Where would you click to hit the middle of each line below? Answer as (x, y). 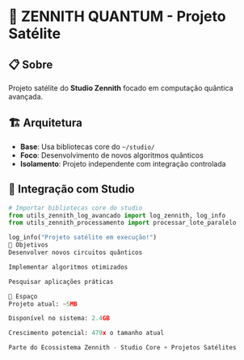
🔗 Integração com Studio (72, 189)
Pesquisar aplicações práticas (61, 282)
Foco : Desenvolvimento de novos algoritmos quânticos (111, 155)
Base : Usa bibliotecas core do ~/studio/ (87, 146)
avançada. (26, 97)
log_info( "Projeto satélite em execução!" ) (83, 238)
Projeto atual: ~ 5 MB (43, 304)
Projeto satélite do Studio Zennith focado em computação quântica (121, 88)
